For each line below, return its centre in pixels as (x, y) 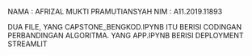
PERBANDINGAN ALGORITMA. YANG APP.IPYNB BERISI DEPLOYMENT (126, 35)
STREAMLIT (27, 44)
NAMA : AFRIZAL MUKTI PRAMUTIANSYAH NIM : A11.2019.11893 (115, 12)
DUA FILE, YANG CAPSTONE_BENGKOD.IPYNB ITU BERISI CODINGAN (125, 27)
